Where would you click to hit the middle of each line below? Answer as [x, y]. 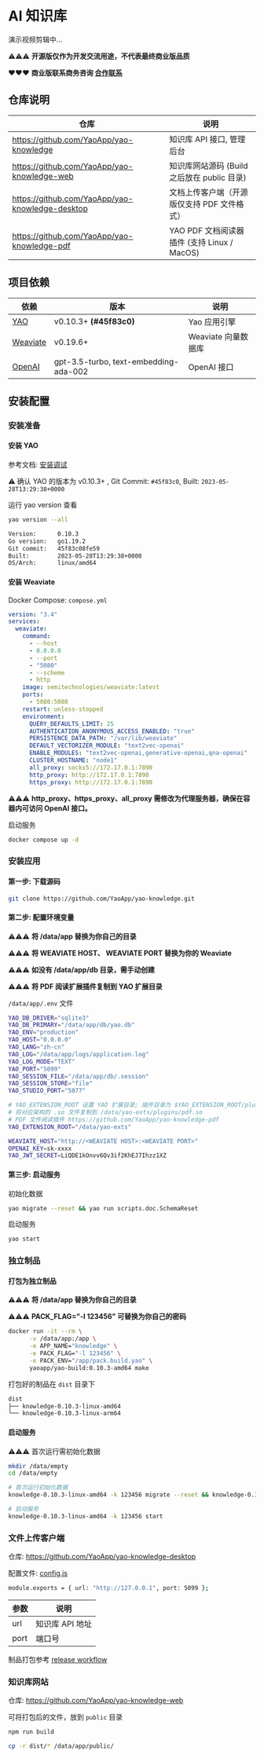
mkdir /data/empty [38, 1466]
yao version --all [38, 520]
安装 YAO [24, 445]
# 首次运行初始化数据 [38, 1488]
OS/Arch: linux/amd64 [52, 563]
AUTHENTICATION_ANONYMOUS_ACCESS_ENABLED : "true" [112, 731]
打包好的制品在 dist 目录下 [52, 1384]
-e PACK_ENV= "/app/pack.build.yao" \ [91, 1361]
